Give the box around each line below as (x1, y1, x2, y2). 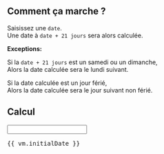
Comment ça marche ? (7, 6, 106, 17)
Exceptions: (7, 44, 43, 52)
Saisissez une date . (7, 23, 62, 32)
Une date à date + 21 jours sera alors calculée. (7, 31, 143, 39)
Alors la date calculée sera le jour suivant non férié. (7, 86, 153, 94)
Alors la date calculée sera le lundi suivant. (7, 65, 129, 73)
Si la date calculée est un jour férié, (7, 79, 107, 87)
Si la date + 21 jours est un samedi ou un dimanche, (7, 58, 158, 66)
